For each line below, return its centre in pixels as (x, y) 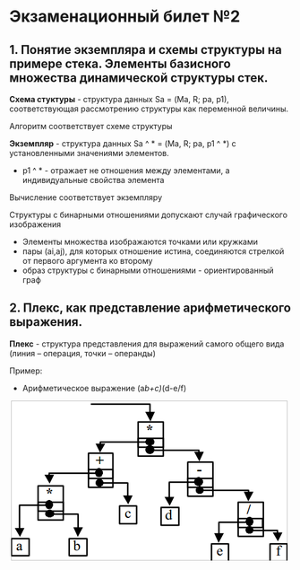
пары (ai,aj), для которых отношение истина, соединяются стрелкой (153, 251)
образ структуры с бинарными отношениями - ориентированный (148, 270)
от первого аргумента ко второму (87, 261)
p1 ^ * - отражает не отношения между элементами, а (126, 171)
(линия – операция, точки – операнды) (83, 353)
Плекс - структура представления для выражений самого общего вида (147, 344)
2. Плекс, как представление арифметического (150, 308)
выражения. (46, 322)
